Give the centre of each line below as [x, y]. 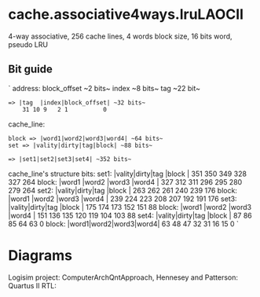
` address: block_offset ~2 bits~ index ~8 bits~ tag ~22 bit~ [104, 88]
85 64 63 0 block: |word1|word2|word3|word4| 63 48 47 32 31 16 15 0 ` [124, 224]
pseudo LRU [28, 44]
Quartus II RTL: [32, 285]
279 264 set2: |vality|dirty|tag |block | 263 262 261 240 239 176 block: [123, 190]
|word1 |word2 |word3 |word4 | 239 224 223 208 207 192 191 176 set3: [123, 199]
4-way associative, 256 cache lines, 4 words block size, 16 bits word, [121, 36]
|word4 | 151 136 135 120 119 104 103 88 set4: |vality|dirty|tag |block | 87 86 [130, 215]
